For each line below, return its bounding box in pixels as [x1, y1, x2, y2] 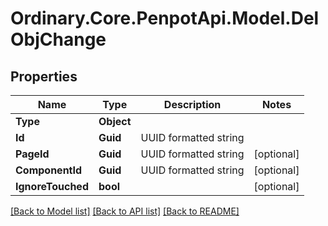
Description [163, 98, 222, 111]
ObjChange [10, 28, 107, 51]
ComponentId [15, 163, 83, 177]
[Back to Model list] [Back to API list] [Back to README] [10, 205, 240, 217]
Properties [10, 68, 78, 85]
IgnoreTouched [15, 180, 89, 193]
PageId [15, 147, 50, 161]
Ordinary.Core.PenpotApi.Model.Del [10, 7, 320, 30]
